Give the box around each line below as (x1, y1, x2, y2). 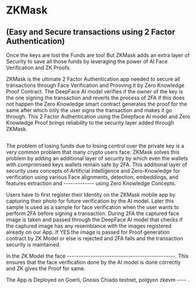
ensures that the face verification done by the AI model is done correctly (6, 259, 181, 266)
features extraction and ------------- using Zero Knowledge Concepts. (6, 180, 177, 187)
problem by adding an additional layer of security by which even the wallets (6, 155, 188, 162)
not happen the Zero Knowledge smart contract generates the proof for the (6, 100, 187, 107)
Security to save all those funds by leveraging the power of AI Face (6, 58, 168, 65)
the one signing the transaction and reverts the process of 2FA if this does (6, 95, 185, 101)
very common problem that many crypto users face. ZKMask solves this (6, 149, 180, 156)
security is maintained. (6, 241, 61, 248)
